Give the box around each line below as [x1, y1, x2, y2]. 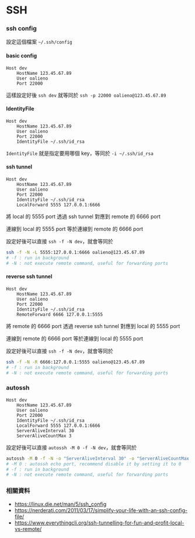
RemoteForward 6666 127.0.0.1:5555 [16, 311, 103, 318]
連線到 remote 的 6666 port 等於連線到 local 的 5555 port [6, 334, 144, 342]
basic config [6, 52, 37, 59]
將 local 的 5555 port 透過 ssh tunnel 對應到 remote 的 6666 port [6, 213, 161, 220]
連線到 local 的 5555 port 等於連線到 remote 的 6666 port [6, 226, 144, 233]
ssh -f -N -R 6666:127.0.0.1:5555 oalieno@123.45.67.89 [6, 359, 145, 365]
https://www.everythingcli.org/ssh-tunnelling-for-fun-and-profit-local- [14, 519, 184, 526]
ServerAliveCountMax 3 [16, 433, 72, 439]
